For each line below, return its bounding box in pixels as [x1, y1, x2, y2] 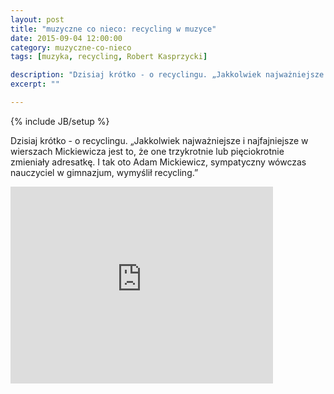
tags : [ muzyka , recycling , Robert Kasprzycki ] [10, 52, 208, 62]
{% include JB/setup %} [10, 115, 110, 127]
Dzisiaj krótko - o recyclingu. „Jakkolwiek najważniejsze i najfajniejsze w [10, 134, 309, 146]
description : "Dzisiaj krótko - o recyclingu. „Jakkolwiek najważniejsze [10, 70, 325, 80]
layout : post [10, 14, 65, 25]
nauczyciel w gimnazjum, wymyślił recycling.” [10, 166, 199, 178]
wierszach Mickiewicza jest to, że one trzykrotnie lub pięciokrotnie [10, 145, 285, 157]
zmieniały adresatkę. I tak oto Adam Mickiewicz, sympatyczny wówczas [10, 156, 307, 168]
